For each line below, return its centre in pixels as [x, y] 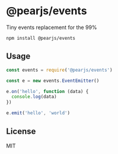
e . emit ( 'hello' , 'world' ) [38, 113]
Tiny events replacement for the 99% [52, 27]
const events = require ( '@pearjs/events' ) [59, 70]
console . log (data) [34, 97]
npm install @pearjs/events [41, 38]
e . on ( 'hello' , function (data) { [47, 91]
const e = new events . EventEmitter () [53, 81]
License [21, 131]
